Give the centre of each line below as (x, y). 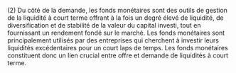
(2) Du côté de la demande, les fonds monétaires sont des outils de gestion (117, 10)
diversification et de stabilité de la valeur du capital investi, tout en (104, 25)
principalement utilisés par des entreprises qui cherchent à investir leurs (113, 40)
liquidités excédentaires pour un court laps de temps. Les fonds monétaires (118, 48)
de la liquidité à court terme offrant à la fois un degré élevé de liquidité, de (116, 18)
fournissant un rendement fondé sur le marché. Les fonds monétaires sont (116, 33)
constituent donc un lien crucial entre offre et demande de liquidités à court (118, 55)
